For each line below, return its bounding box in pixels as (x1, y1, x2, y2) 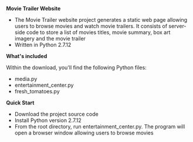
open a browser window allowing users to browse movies (14, 129, 154, 136)
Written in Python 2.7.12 (14, 41, 72, 48)
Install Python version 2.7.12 (14, 117, 82, 124)
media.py (14, 76, 38, 82)
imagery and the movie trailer (14, 35, 86, 42)
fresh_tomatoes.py (14, 88, 60, 94)
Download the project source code (14, 111, 99, 117)
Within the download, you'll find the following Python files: (6, 64, 147, 71)
